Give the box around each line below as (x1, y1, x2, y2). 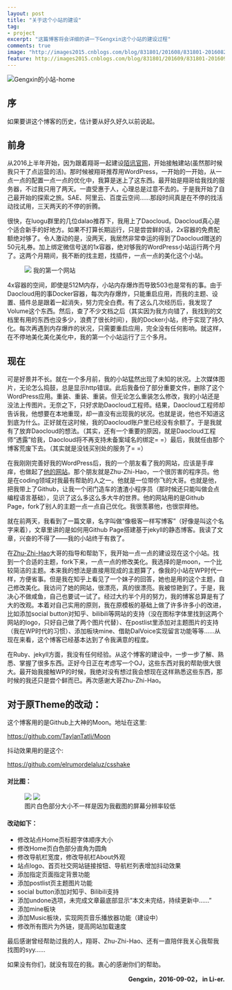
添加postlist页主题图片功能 (17, 879, 93, 887)
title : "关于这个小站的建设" (7, 17, 81, 24)
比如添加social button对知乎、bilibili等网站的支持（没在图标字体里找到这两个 (7, 610, 224, 618)
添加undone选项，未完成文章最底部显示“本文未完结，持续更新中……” (17, 896, 212, 905)
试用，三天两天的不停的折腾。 (19, 202, 104, 211)
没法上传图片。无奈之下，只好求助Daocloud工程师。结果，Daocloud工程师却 (7, 401, 225, 409)
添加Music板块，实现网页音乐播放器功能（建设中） (17, 914, 162, 922)
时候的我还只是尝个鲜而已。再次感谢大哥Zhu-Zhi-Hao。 (7, 676, 165, 684)
